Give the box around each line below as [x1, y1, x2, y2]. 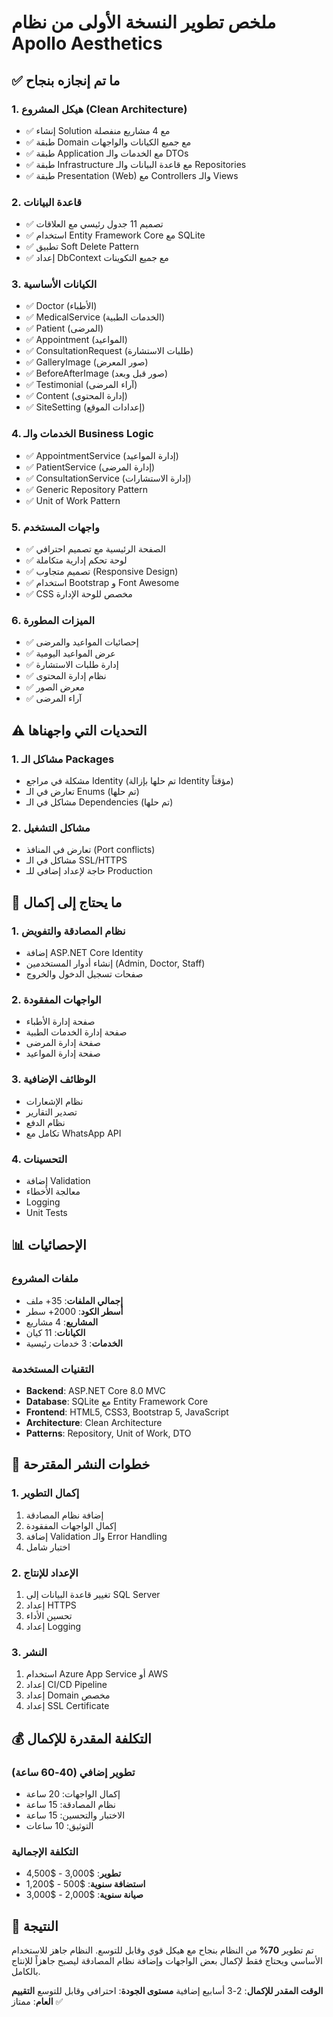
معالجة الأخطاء [25, 1185, 81, 1197]
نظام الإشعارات [25, 1095, 84, 1107]
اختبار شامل [25, 1541, 71, 1553]
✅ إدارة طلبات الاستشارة [25, 659, 119, 671]
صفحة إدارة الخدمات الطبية [25, 1026, 128, 1038]
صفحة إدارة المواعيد [25, 1047, 101, 1060]
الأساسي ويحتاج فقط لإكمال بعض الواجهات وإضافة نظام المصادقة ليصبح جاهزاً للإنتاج [11, 1954, 323, 1966]
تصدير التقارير [25, 1106, 78, 1118]
